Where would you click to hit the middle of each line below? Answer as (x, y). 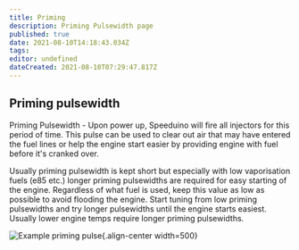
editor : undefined (43, 59)
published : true (39, 34)
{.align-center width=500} (149, 235)
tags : (19, 51)
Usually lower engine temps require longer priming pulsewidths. (127, 218)
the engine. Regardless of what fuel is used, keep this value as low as (137, 189)
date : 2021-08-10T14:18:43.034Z (69, 42)
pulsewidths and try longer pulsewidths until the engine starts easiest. (138, 208)
